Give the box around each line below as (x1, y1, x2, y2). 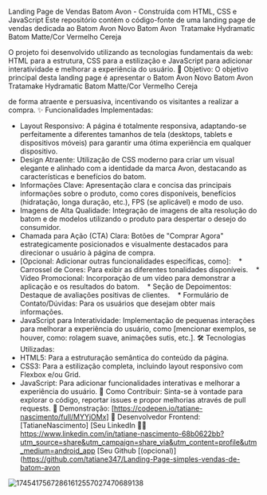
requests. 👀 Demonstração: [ (19, 403, 115, 413)
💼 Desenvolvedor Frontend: (110, 412, 201, 421)
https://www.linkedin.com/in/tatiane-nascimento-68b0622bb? (19, 429, 225, 438)
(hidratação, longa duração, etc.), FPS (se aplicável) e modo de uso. (19, 197, 244, 206)
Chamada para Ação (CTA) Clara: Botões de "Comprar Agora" (19, 231, 224, 240)
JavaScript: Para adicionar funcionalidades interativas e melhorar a (19, 378, 241, 388)
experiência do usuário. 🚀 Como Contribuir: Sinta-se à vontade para (19, 387, 243, 396)
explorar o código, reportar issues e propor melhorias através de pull (19, 396, 246, 404)
